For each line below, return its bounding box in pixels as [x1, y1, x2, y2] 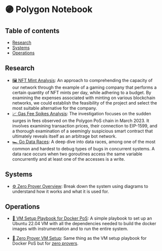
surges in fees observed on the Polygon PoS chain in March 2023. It [12, 118, 149, 124]
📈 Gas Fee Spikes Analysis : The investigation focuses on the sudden [12, 110, 151, 116]
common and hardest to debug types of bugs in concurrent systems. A [12, 146, 155, 151]
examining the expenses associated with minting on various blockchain [12, 95, 155, 101]
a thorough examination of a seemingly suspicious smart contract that [12, 128, 153, 134]
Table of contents [5, 26, 60, 35]
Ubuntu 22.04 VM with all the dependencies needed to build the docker [12, 221, 157, 227]
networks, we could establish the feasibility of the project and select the [12, 100, 157, 105]
